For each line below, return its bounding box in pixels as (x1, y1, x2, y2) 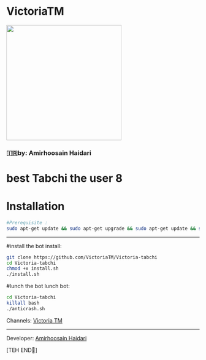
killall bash (6, 300, 40, 307)
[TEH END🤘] (6, 346, 38, 354)
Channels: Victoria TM (6, 316, 63, 324)
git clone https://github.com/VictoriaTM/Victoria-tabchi (6, 254, 158, 260)
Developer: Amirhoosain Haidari (6, 334, 87, 342)
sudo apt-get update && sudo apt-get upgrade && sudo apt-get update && (6, 225, 196, 232)
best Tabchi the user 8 (6, 171, 123, 186)
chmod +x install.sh (6, 265, 59, 272)
